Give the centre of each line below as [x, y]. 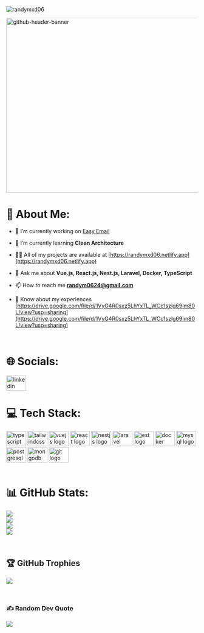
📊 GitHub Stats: [48, 492]
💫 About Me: [38, 215]
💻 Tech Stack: [44, 413]
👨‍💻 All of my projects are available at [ [63, 254]
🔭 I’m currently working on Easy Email [62, 231]
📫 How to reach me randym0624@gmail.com [74, 285]
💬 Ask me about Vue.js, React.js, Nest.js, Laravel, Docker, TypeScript [104, 273]
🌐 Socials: [32, 362]
